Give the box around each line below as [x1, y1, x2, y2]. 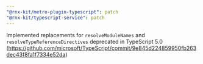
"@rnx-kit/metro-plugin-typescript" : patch [6, 9, 119, 15]
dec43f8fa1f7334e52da [6, 51, 66, 58]
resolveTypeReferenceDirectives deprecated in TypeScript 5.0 [6, 38, 163, 45]
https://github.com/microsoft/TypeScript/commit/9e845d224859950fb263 [8, 44, 197, 52]
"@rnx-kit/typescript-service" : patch [6, 15, 105, 21]
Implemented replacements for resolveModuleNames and [6, 31, 145, 38]
